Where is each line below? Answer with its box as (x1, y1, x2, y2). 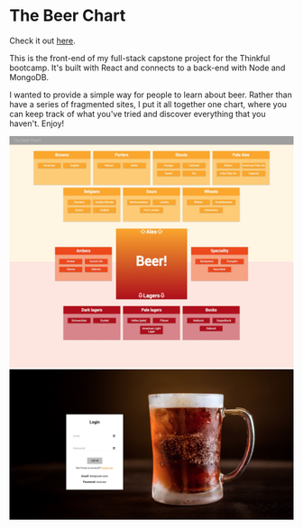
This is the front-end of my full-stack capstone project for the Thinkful (9, 52, 271, 63)
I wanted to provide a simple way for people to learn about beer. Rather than (9, 89, 293, 100)
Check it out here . (9, 35, 77, 46)
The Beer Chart (9, 5, 126, 26)
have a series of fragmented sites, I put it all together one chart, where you (9, 98, 287, 109)
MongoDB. (9, 71, 50, 82)
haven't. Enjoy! (9, 118, 65, 129)
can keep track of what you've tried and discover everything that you (9, 108, 266, 119)
